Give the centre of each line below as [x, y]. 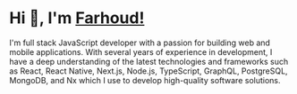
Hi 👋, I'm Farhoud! [77, 18]
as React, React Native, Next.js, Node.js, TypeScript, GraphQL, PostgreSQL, [148, 71]
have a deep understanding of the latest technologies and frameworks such [149, 61]
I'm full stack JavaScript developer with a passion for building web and [140, 43]
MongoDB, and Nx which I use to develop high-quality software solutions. [145, 80]
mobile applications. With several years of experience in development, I [141, 51]
